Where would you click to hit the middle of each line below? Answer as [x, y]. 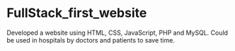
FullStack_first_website [77, 13]
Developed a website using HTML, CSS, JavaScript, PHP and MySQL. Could [117, 33]
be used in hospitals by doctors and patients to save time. [91, 40]
